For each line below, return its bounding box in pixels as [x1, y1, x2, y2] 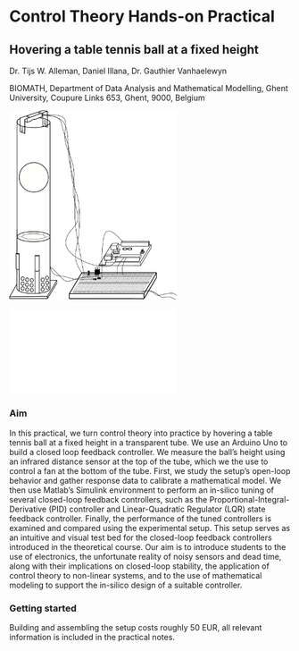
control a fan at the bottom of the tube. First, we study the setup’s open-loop [9, 465, 291, 476]
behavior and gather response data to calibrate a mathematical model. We [9, 475, 282, 486]
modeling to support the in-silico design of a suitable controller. [9, 579, 243, 590]
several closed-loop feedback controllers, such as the [9, 494, 208, 504]
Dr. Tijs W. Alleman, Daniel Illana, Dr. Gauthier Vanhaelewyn [9, 65, 228, 76]
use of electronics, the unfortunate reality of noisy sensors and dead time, [9, 551, 282, 562]
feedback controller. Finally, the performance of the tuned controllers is [9, 512, 272, 524]
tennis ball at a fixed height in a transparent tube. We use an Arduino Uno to [9, 436, 288, 448]
